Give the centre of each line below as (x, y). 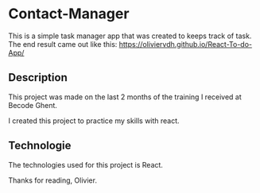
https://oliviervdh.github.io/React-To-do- (186, 44)
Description (38, 77)
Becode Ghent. (33, 105)
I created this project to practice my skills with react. (94, 121)
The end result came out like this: (63, 44)
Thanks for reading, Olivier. (53, 180)
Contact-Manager (69, 14)
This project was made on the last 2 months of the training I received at (125, 97)
